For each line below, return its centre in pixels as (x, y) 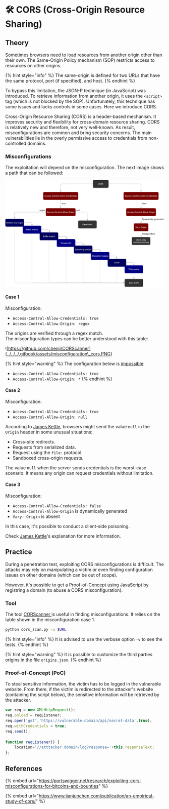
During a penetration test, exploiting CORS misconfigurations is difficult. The (84, 564)
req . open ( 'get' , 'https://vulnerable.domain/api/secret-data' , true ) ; (79, 721)
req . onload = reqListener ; (34, 715)
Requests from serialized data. (44, 447)
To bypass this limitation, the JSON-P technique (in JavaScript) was (76, 91)
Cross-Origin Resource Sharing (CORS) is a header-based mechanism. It (81, 116)
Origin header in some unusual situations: (49, 432)
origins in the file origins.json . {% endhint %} (53, 660)
